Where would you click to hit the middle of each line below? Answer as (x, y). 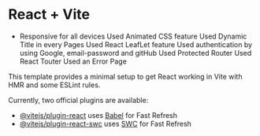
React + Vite (49, 15)
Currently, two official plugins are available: (78, 100)
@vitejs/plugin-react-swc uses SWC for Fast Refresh (105, 123)
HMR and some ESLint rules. (54, 85)
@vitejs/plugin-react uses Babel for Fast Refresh (98, 115)
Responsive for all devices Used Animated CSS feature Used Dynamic (133, 36)
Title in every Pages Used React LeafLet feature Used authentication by (136, 44)
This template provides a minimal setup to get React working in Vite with (125, 76)
